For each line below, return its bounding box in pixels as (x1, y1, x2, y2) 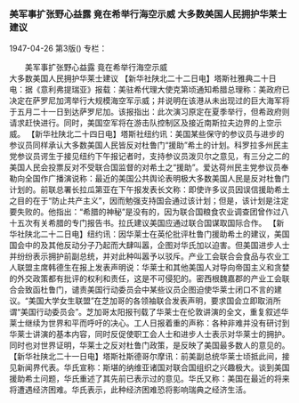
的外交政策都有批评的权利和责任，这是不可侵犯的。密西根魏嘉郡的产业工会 (9, 273, 282, 284)
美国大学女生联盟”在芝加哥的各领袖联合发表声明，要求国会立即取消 (28, 295, 274, 306)
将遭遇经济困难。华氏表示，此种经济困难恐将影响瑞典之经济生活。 (9, 384, 251, 395)
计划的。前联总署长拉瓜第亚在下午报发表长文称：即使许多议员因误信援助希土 (9, 184, 290, 195)
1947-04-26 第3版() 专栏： (9, 43, 108, 54)
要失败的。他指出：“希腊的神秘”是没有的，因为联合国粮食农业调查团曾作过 (9, 206, 282, 217)
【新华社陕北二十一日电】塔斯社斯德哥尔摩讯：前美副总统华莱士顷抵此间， (9, 351, 282, 362)
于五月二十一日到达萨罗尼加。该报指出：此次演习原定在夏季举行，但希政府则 (9, 107, 290, 117)
